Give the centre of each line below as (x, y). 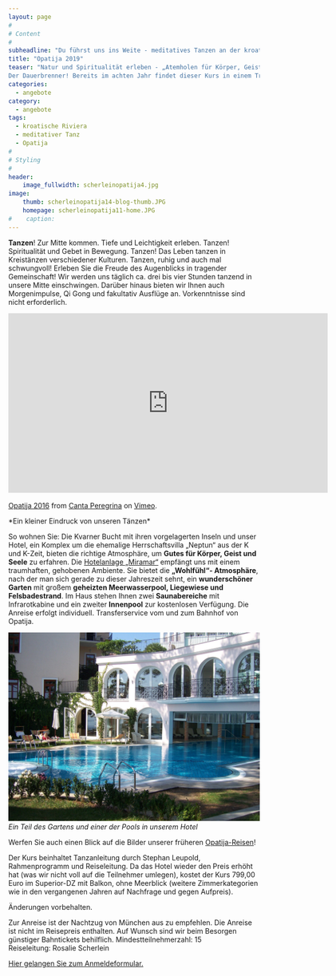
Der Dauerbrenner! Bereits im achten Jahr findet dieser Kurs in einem (130, 76)
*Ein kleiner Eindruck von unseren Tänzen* (79, 521)
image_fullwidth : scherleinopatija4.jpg (91, 185)
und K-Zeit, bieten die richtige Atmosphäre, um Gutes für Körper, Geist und (132, 553)
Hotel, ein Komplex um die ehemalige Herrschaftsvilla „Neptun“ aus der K (128, 545)
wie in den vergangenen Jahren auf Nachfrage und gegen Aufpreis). (121, 891)
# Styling (25, 160)
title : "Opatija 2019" (46, 59)
